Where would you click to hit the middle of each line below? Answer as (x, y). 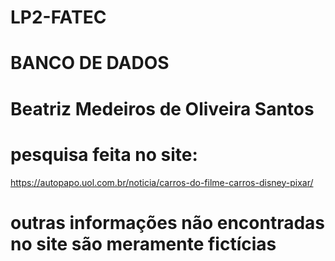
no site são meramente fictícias (143, 243)
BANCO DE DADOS (90, 63)
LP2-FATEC (58, 17)
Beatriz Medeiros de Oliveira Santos (162, 108)
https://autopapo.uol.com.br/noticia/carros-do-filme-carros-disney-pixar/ (162, 182)
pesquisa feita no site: (104, 154)
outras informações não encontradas (168, 222)
